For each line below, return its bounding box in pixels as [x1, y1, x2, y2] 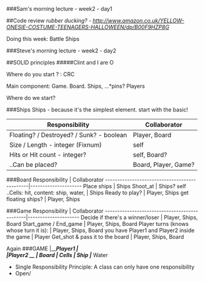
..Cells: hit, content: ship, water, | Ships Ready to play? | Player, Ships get [6, 189, 189, 196]
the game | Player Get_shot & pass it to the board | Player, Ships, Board [6, 233, 185, 240]
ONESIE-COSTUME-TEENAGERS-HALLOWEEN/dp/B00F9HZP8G [6, 24, 169, 30]
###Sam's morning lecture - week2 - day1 [6, 5, 113, 12]
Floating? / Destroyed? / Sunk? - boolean [9, 131, 127, 139]
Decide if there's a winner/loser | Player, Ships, [80, 214, 198, 221]
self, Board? [133, 150, 167, 159]
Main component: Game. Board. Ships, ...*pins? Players [6, 82, 145, 90]
